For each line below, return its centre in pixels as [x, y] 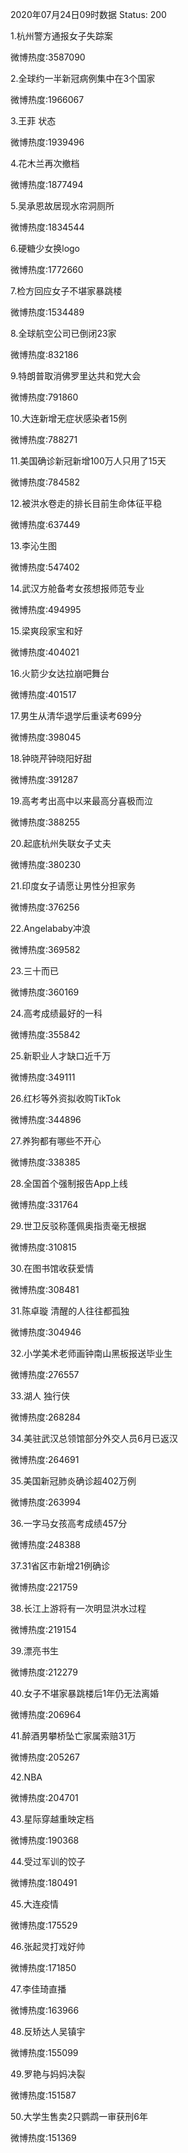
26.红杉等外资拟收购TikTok [66, 1098]
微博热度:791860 [44, 397]
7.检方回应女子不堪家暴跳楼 [66, 291]
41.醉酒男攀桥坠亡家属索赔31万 [73, 1736]
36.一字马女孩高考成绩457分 [69, 1523]
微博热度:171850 [43, 1967]
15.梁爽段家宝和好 [46, 631]
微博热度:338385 [45, 1162]
